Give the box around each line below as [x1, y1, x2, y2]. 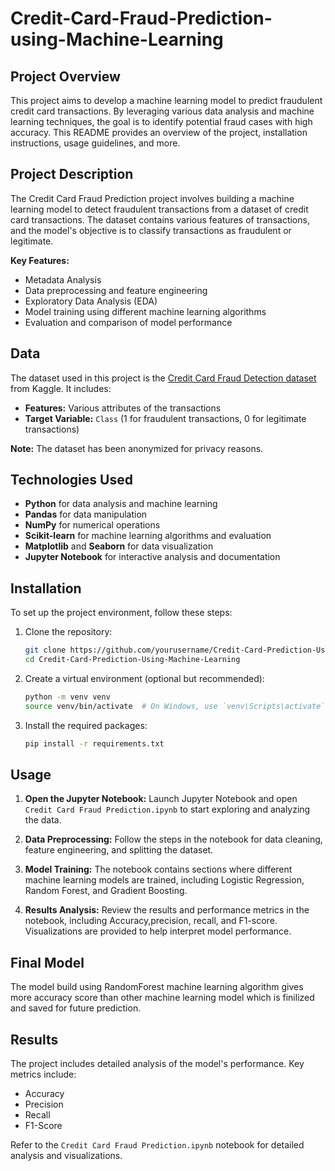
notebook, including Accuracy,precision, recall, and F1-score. [24, 915, 278, 927]
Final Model [10, 954, 85, 971]
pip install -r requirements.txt [24, 738, 165, 749]
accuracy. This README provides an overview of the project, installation [10, 127, 308, 138]
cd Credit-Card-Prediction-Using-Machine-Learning [24, 655, 241, 665]
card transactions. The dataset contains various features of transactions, [10, 213, 310, 226]
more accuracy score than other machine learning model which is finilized [10, 992, 315, 1004]
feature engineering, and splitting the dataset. [24, 844, 214, 856]
